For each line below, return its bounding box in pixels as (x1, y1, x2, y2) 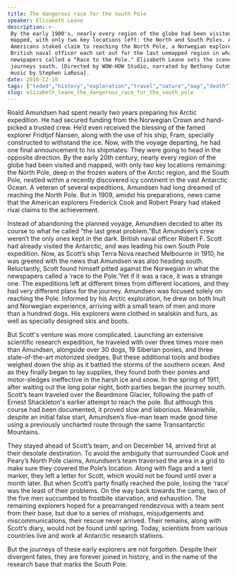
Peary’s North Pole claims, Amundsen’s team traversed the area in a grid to (7, 456, 225, 465)
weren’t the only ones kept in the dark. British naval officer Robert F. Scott (7, 234, 222, 243)
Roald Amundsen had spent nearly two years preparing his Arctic (7, 109, 197, 117)
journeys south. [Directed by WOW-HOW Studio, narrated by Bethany (10, 63, 213, 70)
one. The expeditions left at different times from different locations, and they (7, 279, 229, 288)
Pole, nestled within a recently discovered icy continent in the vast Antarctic (7, 176, 228, 184)
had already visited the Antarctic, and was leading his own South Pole (7, 242, 210, 250)
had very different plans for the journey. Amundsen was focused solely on (7, 287, 223, 295)
